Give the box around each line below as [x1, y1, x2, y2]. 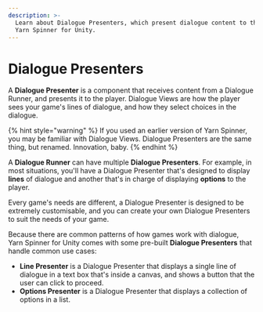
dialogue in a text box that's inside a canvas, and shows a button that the [19, 270, 255, 279]
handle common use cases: [8, 246, 97, 256]
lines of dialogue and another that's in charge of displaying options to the [8, 174, 247, 184]
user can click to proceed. [19, 278, 104, 288]
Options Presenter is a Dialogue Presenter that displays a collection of [19, 287, 248, 296]
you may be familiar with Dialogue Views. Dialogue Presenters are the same [8, 134, 252, 143]
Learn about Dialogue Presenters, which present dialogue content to [15, 19, 247, 27]
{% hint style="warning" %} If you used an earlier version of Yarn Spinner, [8, 126, 248, 136]
